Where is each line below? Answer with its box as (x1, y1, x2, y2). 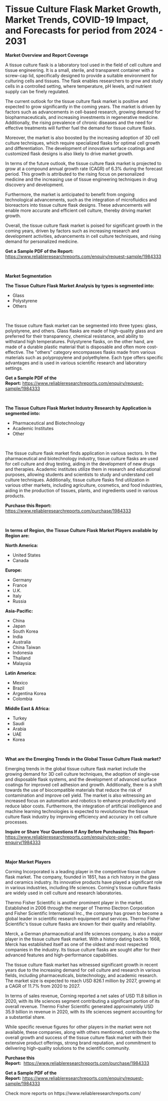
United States (12, 552, 41, 558)
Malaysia (12, 660, 31, 666)
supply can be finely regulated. (5, 88, 69, 94)
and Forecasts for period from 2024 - (5, 25, 163, 36)
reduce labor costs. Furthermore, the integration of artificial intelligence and (5, 803, 162, 809)
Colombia (12, 696, 33, 702)
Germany (12, 577, 32, 583)
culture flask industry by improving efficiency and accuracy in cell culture (5, 813, 157, 819)
